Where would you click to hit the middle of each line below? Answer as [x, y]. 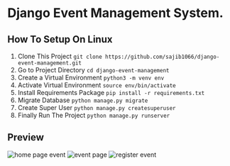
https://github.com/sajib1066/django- [163, 57]
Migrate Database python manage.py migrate [83, 100]
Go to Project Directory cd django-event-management [93, 70]
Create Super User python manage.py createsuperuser [97, 107]
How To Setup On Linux [60, 39]
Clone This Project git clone [60, 56]
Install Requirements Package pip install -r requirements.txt [111, 93]
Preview [26, 137]
